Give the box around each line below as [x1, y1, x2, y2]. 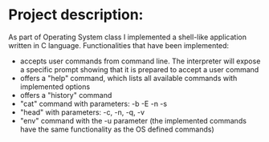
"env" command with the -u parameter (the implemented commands [19, 116, 247, 125]
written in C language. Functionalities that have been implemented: [8, 40, 230, 50]
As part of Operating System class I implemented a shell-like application [8, 32, 247, 42]
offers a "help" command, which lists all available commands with [19, 73, 238, 83]
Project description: [8, 6, 144, 24]
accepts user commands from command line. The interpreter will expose [19, 56, 261, 66]
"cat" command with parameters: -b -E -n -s [19, 99, 167, 108]
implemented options [19, 82, 91, 91]
